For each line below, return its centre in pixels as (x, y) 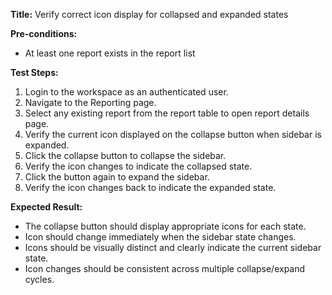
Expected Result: (46, 207)
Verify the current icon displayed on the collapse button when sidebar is (173, 134)
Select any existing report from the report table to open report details (167, 113)
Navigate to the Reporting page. (90, 102)
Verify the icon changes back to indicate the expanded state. (150, 187)
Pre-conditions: (44, 33)
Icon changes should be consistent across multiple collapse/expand (165, 268)
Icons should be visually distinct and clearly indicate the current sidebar (173, 247)
